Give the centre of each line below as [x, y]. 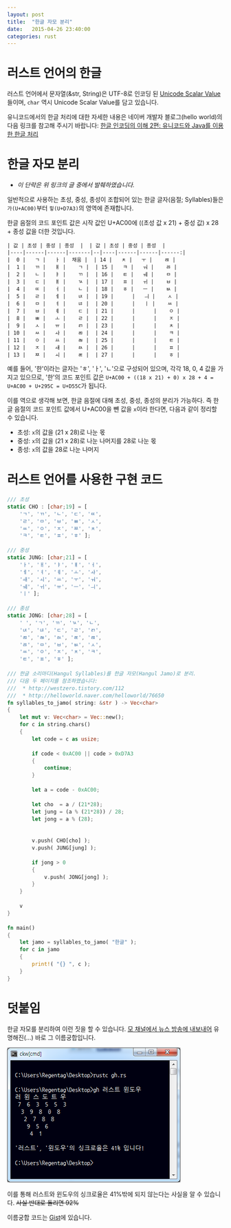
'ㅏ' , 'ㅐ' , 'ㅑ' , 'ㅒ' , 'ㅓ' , [60, 564]
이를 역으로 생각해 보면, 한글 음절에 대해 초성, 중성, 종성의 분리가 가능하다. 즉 [109, 401]
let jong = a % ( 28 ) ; [63, 819]
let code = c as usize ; [66, 739]
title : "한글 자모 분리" [40, 22]
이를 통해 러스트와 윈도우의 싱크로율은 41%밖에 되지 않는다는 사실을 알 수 [105, 1194]
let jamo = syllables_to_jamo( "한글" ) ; [78, 942]
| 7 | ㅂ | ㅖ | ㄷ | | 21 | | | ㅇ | [93, 311]
